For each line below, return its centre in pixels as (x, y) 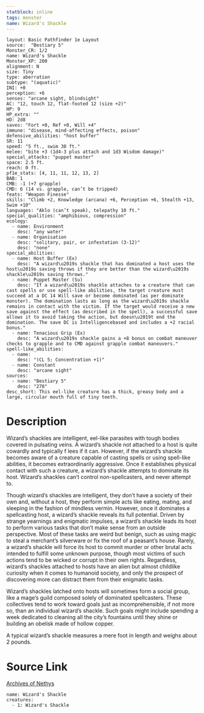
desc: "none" (34, 248)
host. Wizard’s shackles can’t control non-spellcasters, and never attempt (99, 477)
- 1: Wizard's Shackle (40, 705)
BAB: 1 (15, 179)
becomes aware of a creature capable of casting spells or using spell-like (98, 458)
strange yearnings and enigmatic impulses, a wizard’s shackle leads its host (101, 521)
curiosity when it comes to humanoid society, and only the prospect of (95, 573)
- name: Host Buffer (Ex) (45, 259)
